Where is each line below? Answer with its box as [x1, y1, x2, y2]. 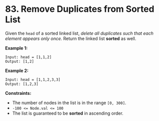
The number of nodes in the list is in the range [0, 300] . [12, 100, 127, 106]
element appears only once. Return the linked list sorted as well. [5, 36, 137, 41]
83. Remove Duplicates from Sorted [5, 3, 155, 15]
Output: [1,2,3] [5, 81, 39, 86]
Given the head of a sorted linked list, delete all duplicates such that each [5, 30, 154, 36]
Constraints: [5, 90, 32, 96]
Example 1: [5, 45, 28, 51]
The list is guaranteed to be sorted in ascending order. [12, 110, 123, 116]
